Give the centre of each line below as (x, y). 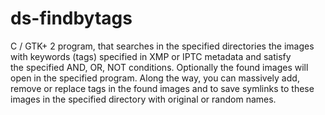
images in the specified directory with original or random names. (143, 99)
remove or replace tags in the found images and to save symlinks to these (162, 88)
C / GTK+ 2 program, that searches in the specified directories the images (162, 46)
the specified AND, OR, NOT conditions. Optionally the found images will (159, 67)
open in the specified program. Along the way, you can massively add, (155, 78)
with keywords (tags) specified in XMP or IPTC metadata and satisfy (151, 56)
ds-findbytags (71, 18)
